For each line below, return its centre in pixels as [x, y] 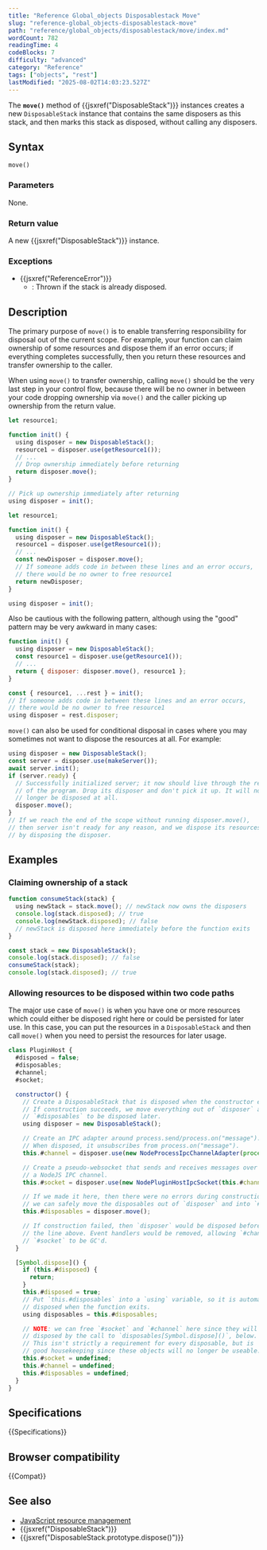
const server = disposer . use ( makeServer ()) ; [83, 761]
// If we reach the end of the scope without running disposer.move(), [129, 820]
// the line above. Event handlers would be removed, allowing [130, 1233]
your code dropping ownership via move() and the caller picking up [118, 397]
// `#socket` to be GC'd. [66, 1241]
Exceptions [31, 261]
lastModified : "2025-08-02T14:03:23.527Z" [79, 82]
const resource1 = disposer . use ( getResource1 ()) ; [99, 657]
